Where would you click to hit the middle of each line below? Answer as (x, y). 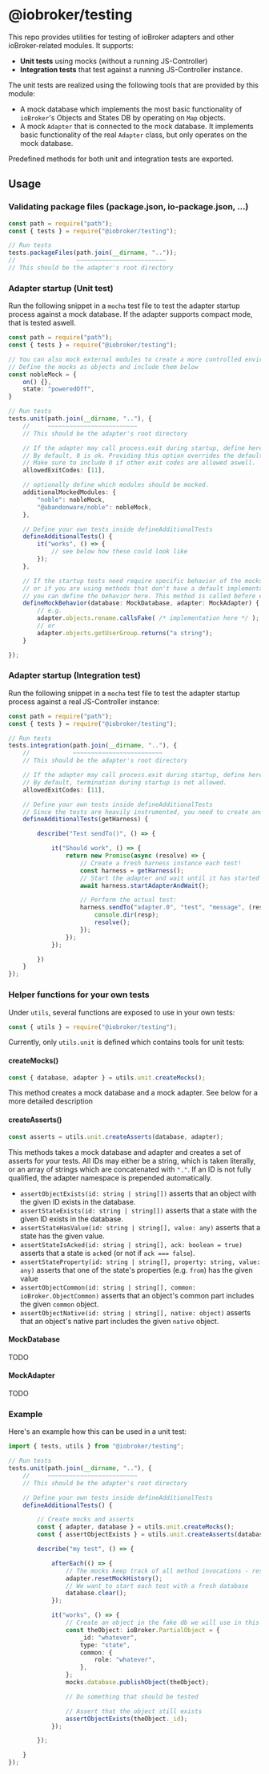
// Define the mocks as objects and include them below (103, 367)
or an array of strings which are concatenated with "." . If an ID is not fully (130, 1169)
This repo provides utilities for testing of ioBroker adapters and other (121, 37)
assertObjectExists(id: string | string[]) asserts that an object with (138, 1193)
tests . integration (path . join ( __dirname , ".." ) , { (93, 746)
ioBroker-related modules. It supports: (71, 45)
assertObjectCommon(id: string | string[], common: (108, 1288)
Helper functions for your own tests (79, 994)
